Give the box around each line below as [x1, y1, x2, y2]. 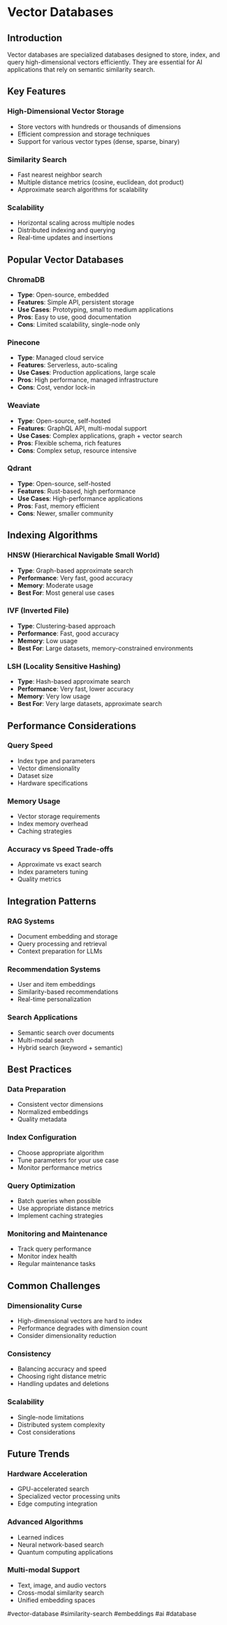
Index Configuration [7, 1133, 77, 1142]
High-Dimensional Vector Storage [7, 106, 124, 116]
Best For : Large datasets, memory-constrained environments [17, 644, 193, 652]
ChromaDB [7, 274, 45, 284]
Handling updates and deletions [17, 1380, 110, 1388]
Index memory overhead [17, 820, 89, 828]
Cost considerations [17, 1427, 75, 1436]
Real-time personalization [17, 995, 91, 1003]
